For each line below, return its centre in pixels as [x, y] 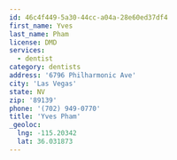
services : [27, 51]
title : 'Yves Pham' [45, 116]
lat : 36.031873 [45, 141]
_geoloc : [25, 125]
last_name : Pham [39, 34]
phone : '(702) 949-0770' [55, 108]
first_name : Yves [41, 26]
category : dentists [45, 68]
